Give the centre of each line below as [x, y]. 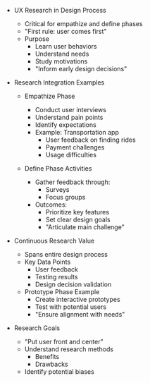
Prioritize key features [77, 212]
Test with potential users [71, 307]
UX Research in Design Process [60, 10]
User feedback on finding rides [90, 140]
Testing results [56, 277]
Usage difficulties [71, 155]
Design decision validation [73, 284]
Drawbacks [51, 364]
